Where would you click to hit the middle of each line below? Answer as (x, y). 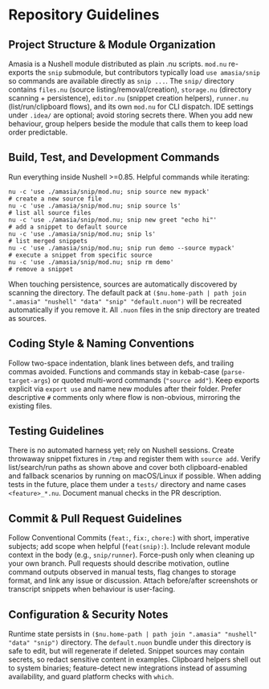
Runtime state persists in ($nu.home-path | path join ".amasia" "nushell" (133, 634)
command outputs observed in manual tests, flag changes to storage (122, 572)
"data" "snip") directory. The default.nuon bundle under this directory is (130, 642)
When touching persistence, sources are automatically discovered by (123, 284)
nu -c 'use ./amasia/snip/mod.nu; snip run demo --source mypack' (122, 248)
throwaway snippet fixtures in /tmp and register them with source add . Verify (134, 459)
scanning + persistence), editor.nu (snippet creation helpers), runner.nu (128, 98)
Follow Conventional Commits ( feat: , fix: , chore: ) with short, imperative (129, 538)
